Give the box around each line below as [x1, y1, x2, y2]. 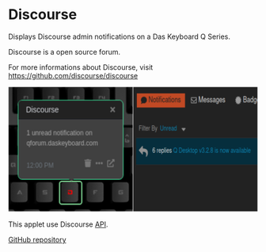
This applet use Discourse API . [8, 220, 108, 229]
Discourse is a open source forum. [8, 47, 121, 56]
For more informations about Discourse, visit [8, 62, 154, 72]
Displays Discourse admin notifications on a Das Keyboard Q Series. [8, 32, 231, 41]
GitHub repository [8, 235, 66, 244]
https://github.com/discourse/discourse [8, 71, 139, 80]
